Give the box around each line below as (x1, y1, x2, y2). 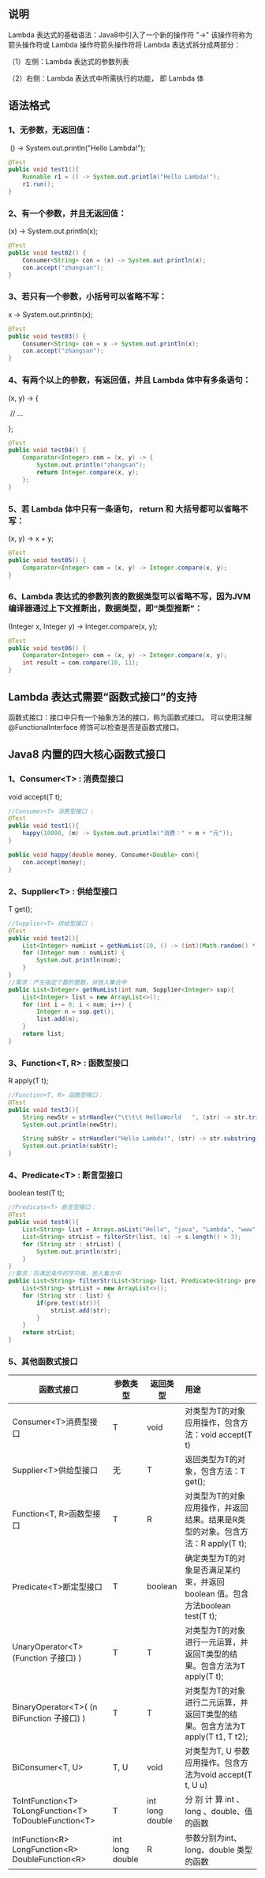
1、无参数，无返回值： (8, 125, 93, 136)
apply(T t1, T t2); (185, 1731, 248, 1742)
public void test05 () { (8, 556, 87, 564)
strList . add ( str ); (50, 1306, 111, 1314)
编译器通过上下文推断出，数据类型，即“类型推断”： (8, 603, 203, 614)
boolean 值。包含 (185, 1589, 249, 1600)
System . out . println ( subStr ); (22, 1142, 118, 1151)
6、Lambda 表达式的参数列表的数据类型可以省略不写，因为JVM (8, 591, 251, 603)
